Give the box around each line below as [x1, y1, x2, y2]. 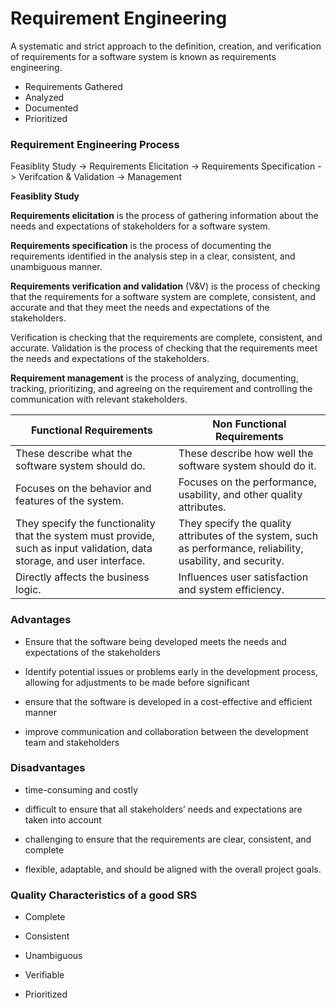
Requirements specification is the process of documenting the [10, 240, 272, 252]
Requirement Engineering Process [10, 137, 180, 151]
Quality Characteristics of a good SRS [10, 888, 198, 902]
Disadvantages [10, 761, 86, 775]
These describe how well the [178, 447, 314, 461]
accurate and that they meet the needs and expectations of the [10, 302, 270, 314]
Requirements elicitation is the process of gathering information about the [10, 210, 319, 222]
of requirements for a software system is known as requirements [10, 50, 277, 62]
